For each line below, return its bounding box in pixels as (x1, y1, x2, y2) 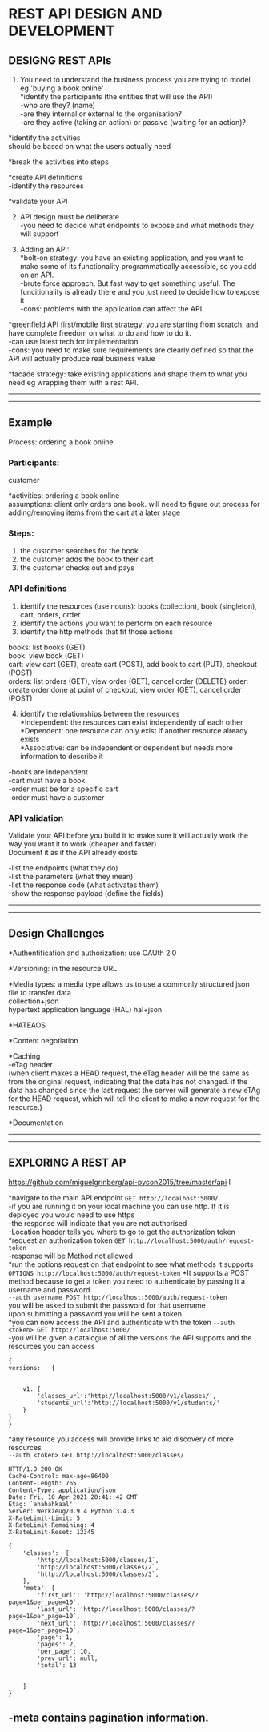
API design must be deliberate (19, 212, 120, 221)
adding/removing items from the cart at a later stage (8, 508, 181, 517)
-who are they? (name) (19, 101, 96, 110)
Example (8, 416, 53, 429)
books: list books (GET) (8, 642, 86, 652)
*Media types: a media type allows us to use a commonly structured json (8, 979, 250, 989)
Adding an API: (19, 245, 70, 254)
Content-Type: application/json (8, 1486, 116, 1494)
